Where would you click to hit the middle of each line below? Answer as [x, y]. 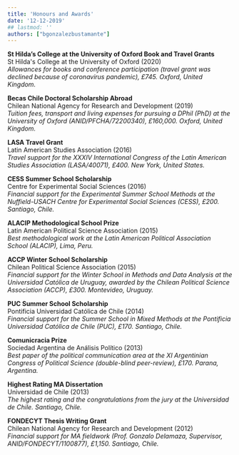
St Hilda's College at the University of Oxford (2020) [85, 62]
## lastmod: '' [30, 27]
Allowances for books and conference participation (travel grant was [109, 69]
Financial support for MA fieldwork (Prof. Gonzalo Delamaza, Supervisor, [115, 436]
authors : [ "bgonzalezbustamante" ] [59, 34]
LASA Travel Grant [35, 143]
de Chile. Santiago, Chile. [45, 407]
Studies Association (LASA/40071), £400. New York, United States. [106, 165]
